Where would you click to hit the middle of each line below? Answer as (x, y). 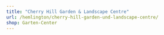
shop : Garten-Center (32, 23)
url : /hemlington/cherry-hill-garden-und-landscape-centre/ (83, 17)
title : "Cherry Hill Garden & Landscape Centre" (68, 12)
